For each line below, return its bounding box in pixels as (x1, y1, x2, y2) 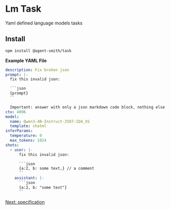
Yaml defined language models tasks (5, 20, 83, 26)
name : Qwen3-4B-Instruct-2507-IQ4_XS (10, 119, 90, 124)
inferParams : (5, 128, 33, 134)
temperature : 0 (10, 133, 42, 138)
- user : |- (10, 147, 33, 152)
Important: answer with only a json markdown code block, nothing (10, 104, 154, 110)
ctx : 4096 (5, 109, 26, 115)
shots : (5, 142, 19, 148)
